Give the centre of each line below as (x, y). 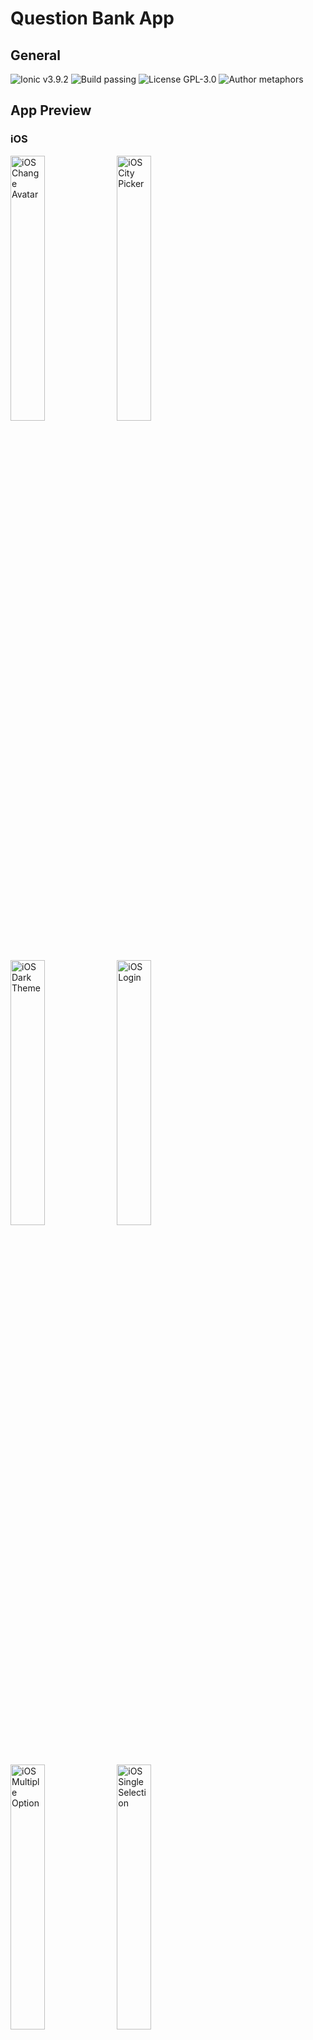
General (36, 55)
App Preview (51, 110)
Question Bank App (92, 18)
